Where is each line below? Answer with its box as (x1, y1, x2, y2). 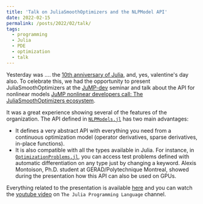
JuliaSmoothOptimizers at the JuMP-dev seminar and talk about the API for (6, 83, 195, 91)
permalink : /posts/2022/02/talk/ (6, 20, 91, 26)
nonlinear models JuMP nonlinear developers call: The (6, 90, 143, 97)
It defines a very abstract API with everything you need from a (15, 127, 172, 134)
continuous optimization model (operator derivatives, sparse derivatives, (15, 133, 198, 141)
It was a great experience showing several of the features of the (6, 108, 168, 116)
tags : (6, 26, 20, 32)
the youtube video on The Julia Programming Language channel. (6, 190, 166, 198)
